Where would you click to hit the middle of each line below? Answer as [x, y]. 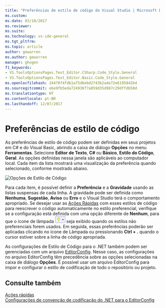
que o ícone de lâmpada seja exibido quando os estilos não [71, 221]
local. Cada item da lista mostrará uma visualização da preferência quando [81, 163]
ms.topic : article [24, 47]
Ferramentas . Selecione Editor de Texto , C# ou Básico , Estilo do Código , [80, 153]
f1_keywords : [18, 67]
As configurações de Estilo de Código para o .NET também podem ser [76, 246]
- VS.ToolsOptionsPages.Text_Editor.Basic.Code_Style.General [70, 78]
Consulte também [33, 283]
